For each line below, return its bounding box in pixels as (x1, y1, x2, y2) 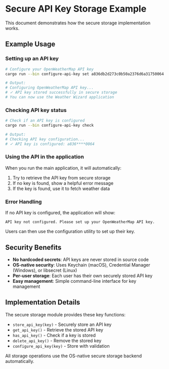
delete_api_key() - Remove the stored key (12, 338, 102, 344)
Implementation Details (5, 298, 80, 307)
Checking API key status (5, 106, 67, 114)
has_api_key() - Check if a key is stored (12, 332, 96, 338)
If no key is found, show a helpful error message (12, 180, 114, 186)
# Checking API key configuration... (5, 136, 85, 142)
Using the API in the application (5, 153, 85, 160)
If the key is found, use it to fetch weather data (12, 186, 110, 192)
